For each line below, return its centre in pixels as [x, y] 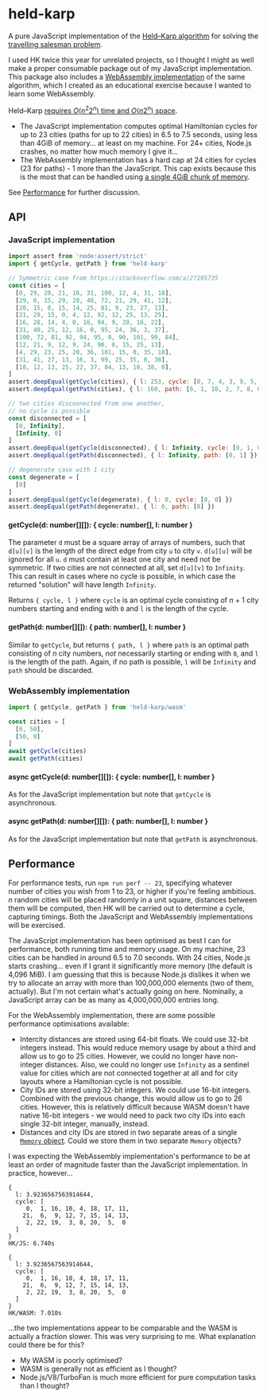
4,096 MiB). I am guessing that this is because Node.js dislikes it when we [130, 975]
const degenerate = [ [44, 477]
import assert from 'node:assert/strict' [78, 256]
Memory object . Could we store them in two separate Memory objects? [130, 1141]
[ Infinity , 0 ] [39, 433]
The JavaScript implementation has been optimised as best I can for [120, 941]
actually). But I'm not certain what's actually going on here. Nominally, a [126, 992]
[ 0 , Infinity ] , [41, 426]
